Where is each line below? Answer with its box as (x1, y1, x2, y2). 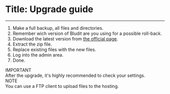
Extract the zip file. (12, 41, 52, 47)
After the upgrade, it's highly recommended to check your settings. (5, 72, 146, 78)
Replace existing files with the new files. (12, 46, 96, 53)
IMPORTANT (5, 67, 32, 73)
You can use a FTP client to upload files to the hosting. (5, 83, 119, 89)
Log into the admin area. (12, 52, 64, 58)
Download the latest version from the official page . (12, 35, 118, 41)
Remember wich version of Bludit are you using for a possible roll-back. (12, 30, 162, 36)
